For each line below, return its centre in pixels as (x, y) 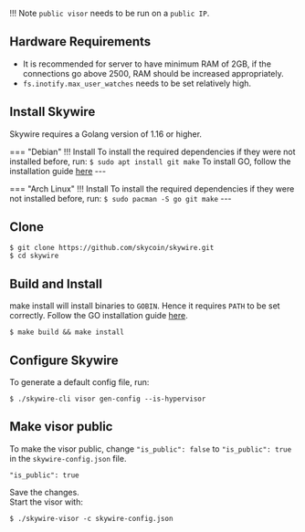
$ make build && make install (67, 332)
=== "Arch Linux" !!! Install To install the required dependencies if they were (152, 188)
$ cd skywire (34, 256)
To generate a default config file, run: (79, 382)
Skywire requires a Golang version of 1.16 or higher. (106, 134)
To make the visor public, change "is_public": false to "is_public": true (151, 449)
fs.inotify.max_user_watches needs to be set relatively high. (137, 83)
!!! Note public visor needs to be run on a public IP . (110, 13)
